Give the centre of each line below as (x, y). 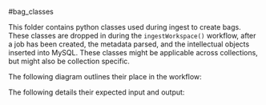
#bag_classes (31, 12)
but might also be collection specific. (69, 61)
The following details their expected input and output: (97, 92)
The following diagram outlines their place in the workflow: (105, 77)
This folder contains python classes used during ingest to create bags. (125, 27)
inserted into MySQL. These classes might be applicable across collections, (133, 52)
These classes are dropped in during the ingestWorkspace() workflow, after (132, 36)
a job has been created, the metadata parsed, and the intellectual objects (129, 44)
